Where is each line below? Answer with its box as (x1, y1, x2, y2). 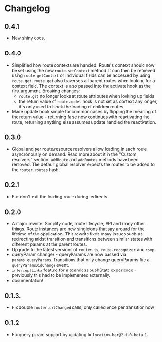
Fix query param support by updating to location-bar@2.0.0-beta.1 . (11, 331, 149, 337)
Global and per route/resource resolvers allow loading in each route (11, 146, 147, 152)
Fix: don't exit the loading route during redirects (11, 194, 108, 199)
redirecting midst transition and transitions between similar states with (11, 236, 153, 242)
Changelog (4, 3, 50, 14)
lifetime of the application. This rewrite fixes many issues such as (11, 231, 143, 237)
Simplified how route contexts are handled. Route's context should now (11, 62, 155, 68)
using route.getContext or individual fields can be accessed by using (11, 72, 151, 78)
